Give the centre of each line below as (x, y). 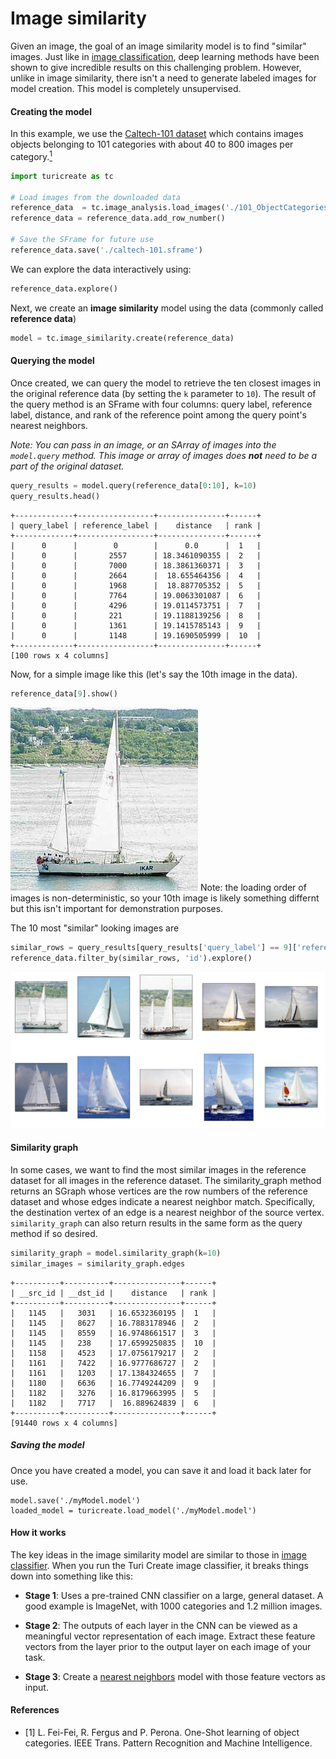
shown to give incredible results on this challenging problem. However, (156, 67)
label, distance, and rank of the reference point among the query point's (158, 414)
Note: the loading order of (253, 888)
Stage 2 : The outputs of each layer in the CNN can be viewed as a (161, 1625)
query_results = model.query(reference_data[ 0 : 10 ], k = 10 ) (133, 485)
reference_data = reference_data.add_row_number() (118, 218)
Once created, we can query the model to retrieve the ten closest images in (166, 383)
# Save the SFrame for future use (82, 240)
